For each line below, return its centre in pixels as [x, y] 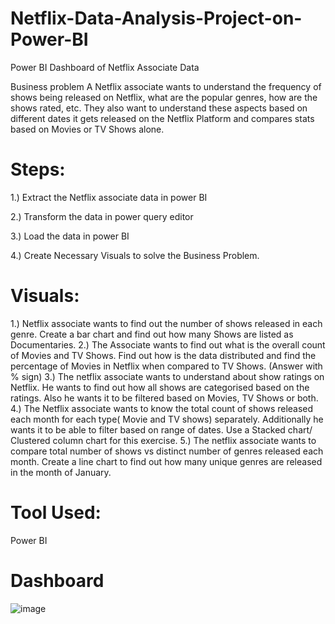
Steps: [38, 169]
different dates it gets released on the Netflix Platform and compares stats [162, 118]
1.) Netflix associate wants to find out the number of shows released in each [166, 323]
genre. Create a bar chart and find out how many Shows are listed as [152, 334]
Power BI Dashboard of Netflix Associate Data [105, 67]
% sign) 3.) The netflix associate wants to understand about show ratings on [167, 376]
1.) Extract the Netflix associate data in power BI [109, 197]
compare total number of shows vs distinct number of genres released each [167, 451]
